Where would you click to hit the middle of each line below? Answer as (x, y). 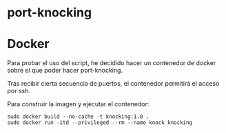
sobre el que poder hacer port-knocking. (65, 71)
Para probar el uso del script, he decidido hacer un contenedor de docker (112, 63)
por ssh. (19, 91)
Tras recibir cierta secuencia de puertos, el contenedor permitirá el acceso (113, 84)
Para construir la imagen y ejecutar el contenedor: (78, 104)
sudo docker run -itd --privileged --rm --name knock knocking (100, 123)
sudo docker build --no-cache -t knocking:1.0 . (78, 117)
